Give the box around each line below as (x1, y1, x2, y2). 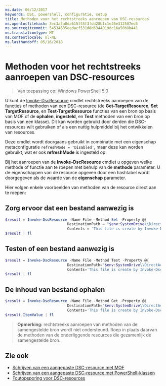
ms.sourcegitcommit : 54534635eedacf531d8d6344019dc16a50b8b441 (5, 26, 138, 31)
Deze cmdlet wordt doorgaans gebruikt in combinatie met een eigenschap (5, 138, 156, 144)
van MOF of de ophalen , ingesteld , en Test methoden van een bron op (5, 113, 150, 119)
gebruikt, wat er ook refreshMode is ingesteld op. (5, 149, 107, 155)
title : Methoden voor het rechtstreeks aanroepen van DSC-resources (5, 16, 149, 21)
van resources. (5, 129, 36, 135)
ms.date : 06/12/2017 (5, 7, 48, 12)
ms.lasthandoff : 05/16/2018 (5, 40, 63, 45)
